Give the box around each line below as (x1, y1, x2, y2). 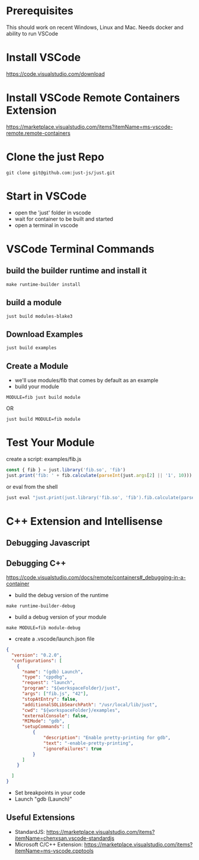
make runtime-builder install (6, 281, 81, 288)
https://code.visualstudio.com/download (6, 70, 105, 78)
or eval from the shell (6, 483, 58, 490)
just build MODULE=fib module (6, 416, 81, 423)
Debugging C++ (6, 558, 66, 568)
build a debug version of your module (14, 614, 107, 621)
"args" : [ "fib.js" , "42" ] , (21, 691, 89, 697)
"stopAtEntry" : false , (21, 696, 78, 702)
